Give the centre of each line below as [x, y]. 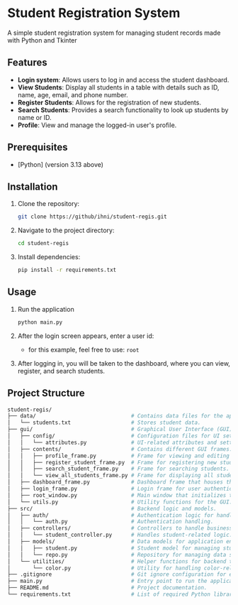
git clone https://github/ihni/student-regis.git [92, 217]
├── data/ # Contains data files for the [115, 416]
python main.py [40, 322]
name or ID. [34, 117]
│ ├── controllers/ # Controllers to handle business [120, 528]
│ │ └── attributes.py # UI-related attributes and [112, 442]
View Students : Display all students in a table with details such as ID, [118, 87]
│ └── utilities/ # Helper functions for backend [117, 561]
